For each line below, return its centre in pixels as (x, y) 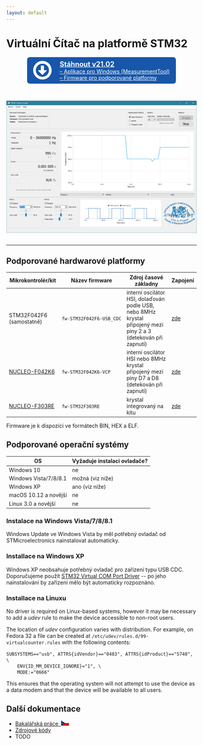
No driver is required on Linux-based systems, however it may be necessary (101, 611)
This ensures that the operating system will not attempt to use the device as (101, 684)
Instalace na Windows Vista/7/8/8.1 (60, 521)
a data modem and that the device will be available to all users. (85, 690)
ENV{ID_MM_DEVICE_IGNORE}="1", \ (59, 666)
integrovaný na (145, 406)
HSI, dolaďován (146, 299)
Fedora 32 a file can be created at (48, 636)
